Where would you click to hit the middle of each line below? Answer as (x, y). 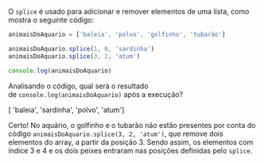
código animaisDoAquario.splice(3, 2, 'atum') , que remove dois (116, 134)
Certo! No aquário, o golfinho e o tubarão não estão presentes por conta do (132, 125)
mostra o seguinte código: (51, 20)
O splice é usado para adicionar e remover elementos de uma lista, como (129, 12)
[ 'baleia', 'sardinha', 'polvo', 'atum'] (66, 110)
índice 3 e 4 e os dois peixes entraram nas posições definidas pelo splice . (130, 150)
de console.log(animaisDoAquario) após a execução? (96, 94)
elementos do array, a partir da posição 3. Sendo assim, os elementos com (131, 142)
